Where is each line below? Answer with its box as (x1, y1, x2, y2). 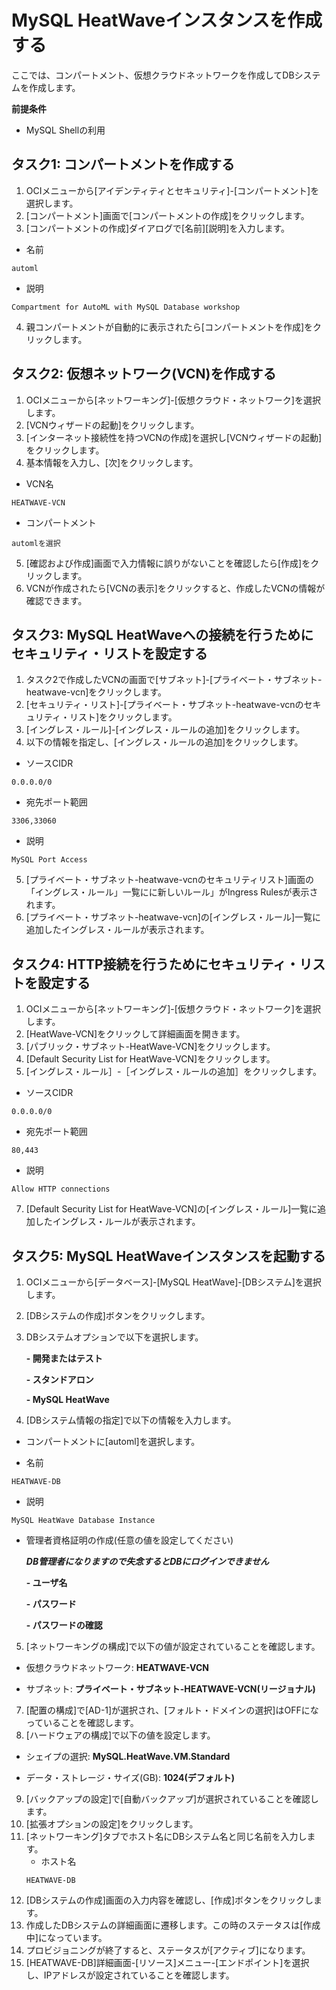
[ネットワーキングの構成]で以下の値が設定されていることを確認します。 (25, 1641, 321, 1652)
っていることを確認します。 (25, 1717, 139, 1728)
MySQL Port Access (11, 855, 88, 865)
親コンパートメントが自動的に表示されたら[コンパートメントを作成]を (25, 321, 314, 333)
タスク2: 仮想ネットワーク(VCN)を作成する (11, 366, 277, 383)
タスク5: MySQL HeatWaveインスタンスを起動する (11, 1247, 326, 1265)
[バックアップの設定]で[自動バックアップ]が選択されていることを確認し (25, 1793, 319, 1805)
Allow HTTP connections (11, 1184, 111, 1195)
